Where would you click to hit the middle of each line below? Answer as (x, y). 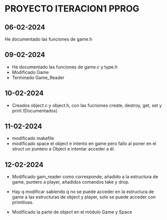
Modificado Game (30, 72)
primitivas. (22, 202)
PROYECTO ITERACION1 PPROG (72, 9)
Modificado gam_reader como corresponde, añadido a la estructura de (85, 177)
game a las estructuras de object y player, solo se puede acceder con (84, 197)
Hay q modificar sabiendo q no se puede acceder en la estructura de (83, 192)
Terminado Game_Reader (38, 77)
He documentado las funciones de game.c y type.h (65, 67)
